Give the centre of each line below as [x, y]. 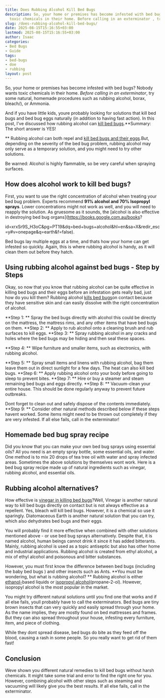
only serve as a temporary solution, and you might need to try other [73, 149]
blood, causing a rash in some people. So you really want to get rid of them [81, 638]
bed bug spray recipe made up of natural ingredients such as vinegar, [76, 467]
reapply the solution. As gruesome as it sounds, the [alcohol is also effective [82, 212]
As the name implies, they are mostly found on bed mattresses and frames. [81, 613]
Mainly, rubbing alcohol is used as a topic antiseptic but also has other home [82, 546]
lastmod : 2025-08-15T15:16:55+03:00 [42, 33]
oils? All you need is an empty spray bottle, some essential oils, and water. [80, 452]
